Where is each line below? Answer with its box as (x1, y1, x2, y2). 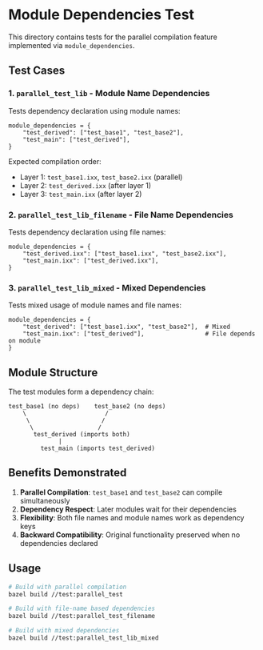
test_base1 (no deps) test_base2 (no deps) (8, 403, 166, 411)
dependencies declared (19, 538, 98, 548)
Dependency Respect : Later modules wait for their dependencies (19, 504, 237, 514)
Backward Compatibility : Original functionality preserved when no (19, 530, 241, 540)
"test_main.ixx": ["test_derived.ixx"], (22, 256, 159, 265)
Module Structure (8, 366, 98, 379)
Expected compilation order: (8, 156, 102, 166)
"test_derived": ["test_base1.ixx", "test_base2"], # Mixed (22, 323, 230, 331)
